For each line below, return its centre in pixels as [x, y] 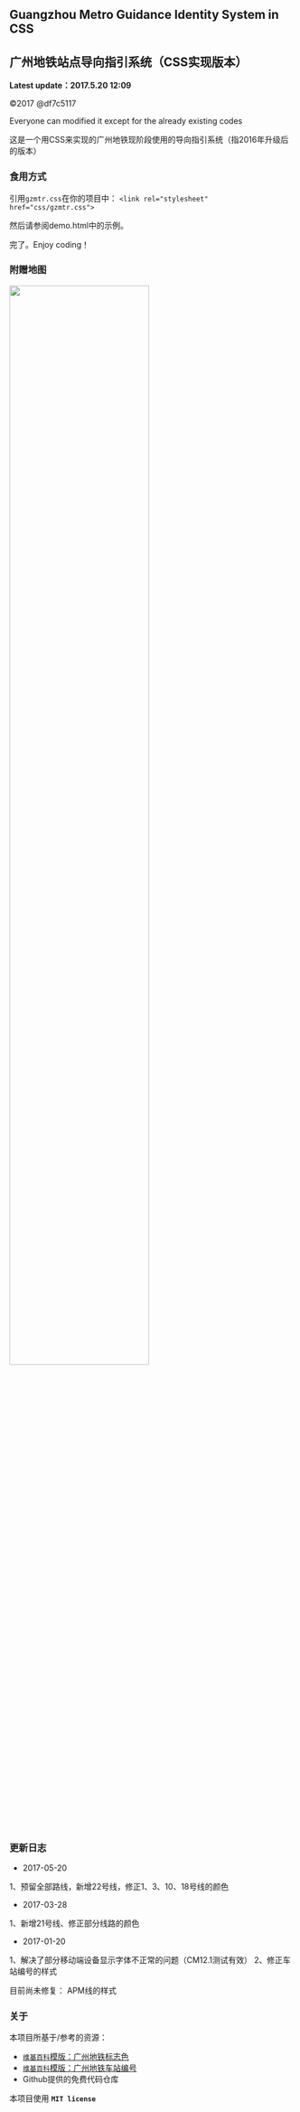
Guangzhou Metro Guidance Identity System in [144, 15]
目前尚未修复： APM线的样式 [63, 1991]
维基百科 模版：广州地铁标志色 [75, 2057]
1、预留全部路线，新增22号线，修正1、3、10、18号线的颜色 [119, 1887]
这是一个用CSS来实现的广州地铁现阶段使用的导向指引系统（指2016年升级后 [149, 140]
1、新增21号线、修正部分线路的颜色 [75, 1923]
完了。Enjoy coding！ [50, 244]
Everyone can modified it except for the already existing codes [126, 121]
